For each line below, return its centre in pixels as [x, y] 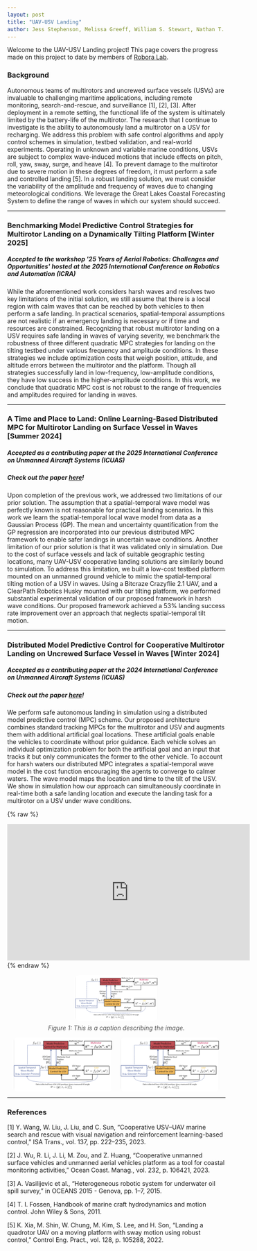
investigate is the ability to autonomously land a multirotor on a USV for [108, 127]
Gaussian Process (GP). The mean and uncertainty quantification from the [113, 524]
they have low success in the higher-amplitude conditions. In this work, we [114, 380]
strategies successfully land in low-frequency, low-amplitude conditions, [111, 372]
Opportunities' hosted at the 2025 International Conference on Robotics [114, 266]
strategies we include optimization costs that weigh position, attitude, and [112, 358]
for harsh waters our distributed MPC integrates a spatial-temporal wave [110, 764]
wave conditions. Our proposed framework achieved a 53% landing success [116, 605]
